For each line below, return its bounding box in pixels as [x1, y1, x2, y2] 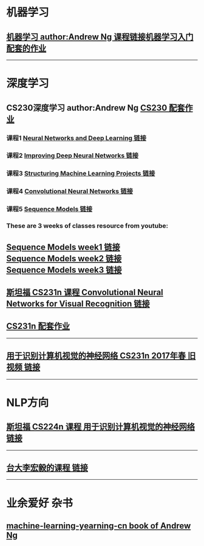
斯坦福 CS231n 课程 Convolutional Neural [6, 287, 164, 298]
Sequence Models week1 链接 [6, 242, 120, 252]
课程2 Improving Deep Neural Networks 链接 [6, 151, 138, 160]
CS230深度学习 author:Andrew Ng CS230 [6, 103, 168, 113]
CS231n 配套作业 [6, 321, 70, 332]
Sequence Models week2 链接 [6, 253, 122, 264]
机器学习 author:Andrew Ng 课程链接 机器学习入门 [6, 32, 194, 42]
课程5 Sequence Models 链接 [6, 205, 93, 213]
